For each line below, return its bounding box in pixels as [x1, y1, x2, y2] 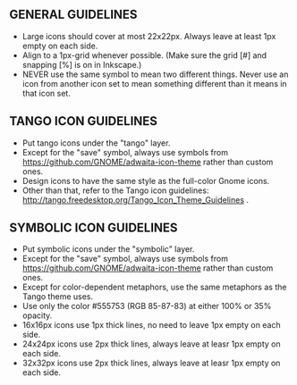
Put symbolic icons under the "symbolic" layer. [21, 244, 195, 255]
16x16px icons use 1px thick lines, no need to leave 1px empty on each [21, 320, 281, 331]
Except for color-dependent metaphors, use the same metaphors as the [21, 281, 287, 293]
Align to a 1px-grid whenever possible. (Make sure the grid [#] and [21, 49, 267, 61]
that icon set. [21, 88, 72, 98]
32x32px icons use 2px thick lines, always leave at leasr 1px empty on [21, 357, 281, 369]
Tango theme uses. [21, 291, 94, 302]
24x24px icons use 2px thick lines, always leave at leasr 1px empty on [21, 339, 281, 349]
